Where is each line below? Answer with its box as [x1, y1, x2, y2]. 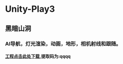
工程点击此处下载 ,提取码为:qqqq [5, 53, 71, 60]
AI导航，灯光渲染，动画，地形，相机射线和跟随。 [5, 40, 122, 47]
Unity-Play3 [5, 3, 55, 15]
